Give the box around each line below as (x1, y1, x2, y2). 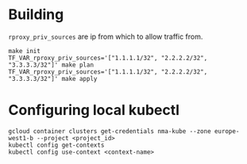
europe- (214, 127, 240, 135)
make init (8, 47, 41, 55)
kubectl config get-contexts (8, 141, 105, 149)
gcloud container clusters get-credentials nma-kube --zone (8, 127, 212, 135)
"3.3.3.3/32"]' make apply (8, 74, 98, 82)
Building (8, 6, 64, 24)
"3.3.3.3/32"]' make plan (8, 61, 94, 69)
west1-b (8, 134, 34, 142)
